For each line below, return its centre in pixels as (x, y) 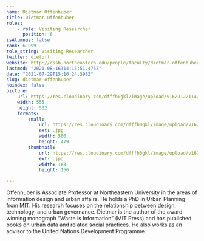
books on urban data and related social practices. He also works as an (94, 225)
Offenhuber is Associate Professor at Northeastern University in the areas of (102, 192)
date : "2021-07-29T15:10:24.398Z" (50, 74)
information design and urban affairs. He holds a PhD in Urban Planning (96, 199)
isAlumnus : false (28, 40)
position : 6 (37, 35)
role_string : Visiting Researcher (50, 52)
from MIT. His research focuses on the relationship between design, (91, 205)
